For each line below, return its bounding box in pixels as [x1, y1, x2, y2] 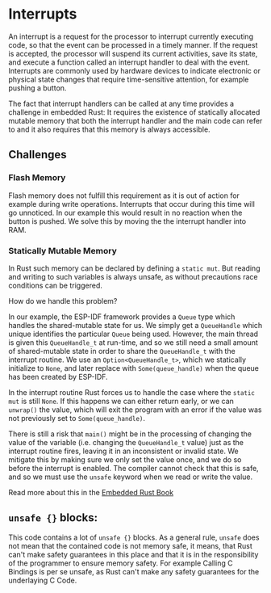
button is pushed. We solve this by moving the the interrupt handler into [8, 216, 247, 226]
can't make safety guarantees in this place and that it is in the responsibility [8, 549, 259, 559]
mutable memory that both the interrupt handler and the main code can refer [8, 116, 263, 125]
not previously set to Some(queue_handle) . [8, 413, 146, 423]
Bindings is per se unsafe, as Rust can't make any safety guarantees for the [8, 566, 260, 576]
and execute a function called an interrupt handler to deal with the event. [8, 57, 250, 67]
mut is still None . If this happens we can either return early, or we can [8, 396, 234, 406]
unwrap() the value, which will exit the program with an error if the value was [8, 405, 262, 414]
